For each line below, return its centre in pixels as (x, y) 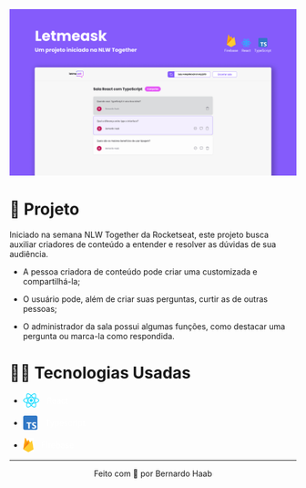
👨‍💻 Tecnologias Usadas (100, 373)
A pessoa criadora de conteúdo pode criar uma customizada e (140, 271)
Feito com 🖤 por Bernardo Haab (153, 473)
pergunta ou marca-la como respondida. (98, 336)
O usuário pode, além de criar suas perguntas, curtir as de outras (145, 299)
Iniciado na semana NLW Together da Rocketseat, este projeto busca (139, 234)
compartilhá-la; (51, 281)
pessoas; (40, 308)
